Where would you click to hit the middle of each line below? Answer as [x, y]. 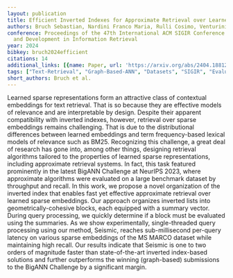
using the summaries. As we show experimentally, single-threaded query [112, 223]
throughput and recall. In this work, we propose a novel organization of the [114, 186]
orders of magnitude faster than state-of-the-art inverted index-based [107, 252]
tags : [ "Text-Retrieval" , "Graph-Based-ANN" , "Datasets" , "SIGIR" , [107, 71]
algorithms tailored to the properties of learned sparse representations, [109, 157]
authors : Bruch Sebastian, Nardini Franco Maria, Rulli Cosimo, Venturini [118, 26]
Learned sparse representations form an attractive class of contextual [107, 98]
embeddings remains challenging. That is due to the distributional [101, 127]
